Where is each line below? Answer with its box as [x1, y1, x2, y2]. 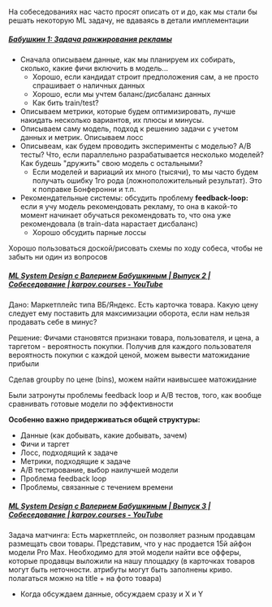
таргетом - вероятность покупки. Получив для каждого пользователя [8, 341, 252, 351]
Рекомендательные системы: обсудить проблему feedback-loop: [19, 193, 249, 203]
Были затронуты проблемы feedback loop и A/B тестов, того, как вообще [8, 390, 262, 400]
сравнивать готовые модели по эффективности [8, 399, 174, 408]
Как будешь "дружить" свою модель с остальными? [19, 158, 203, 168]
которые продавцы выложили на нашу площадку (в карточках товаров [8, 556, 256, 566]
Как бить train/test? [32, 98, 99, 107]
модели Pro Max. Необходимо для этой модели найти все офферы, [8, 547, 242, 557]
